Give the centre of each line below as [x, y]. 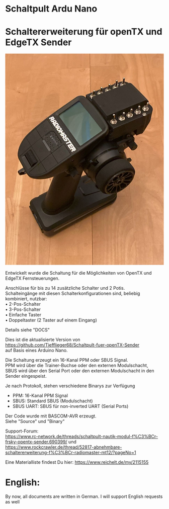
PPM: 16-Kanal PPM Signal [40, 396]
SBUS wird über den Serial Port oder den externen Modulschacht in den [80, 371]
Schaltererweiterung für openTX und [84, 32]
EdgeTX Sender [38, 43]
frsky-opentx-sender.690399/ [36, 442]
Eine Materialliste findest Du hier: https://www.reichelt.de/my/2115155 [77, 462]
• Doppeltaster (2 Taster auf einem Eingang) [51, 320]
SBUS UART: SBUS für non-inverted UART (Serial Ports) [70, 406]
